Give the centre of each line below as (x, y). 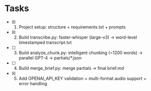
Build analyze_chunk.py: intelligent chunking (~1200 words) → (81, 53)
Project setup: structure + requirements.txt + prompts (72, 27)
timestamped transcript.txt (45, 42)
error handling (33, 83)
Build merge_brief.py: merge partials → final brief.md (71, 68)
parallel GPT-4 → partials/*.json (50, 58)
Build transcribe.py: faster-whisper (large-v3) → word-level (78, 37)
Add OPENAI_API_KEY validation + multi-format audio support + (83, 78)
